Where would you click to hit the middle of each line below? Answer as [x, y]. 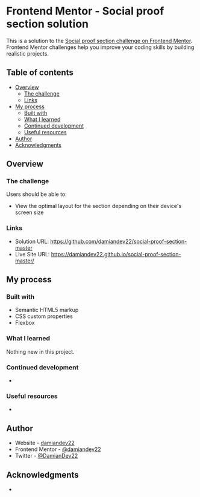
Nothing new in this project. [40, 351]
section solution [48, 24]
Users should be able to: [37, 194]
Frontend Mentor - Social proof [85, 11]
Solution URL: [32, 241]
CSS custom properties [44, 316]
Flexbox [25, 323]
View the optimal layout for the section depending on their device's [98, 206]
